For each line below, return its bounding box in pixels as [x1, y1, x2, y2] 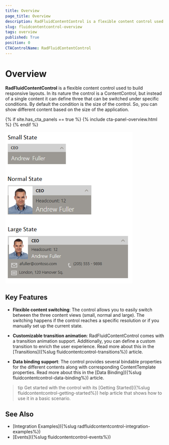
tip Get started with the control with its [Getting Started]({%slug [17, 384, 150, 390]
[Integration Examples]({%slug [12, 423, 77, 429]
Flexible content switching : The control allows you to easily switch [12, 307, 153, 313]
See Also [5, 410, 34, 418]
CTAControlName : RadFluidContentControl [5, 46, 92, 51]
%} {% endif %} [5, 122, 39, 128]
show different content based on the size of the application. [5, 106, 130, 113]
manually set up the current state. [12, 322, 83, 329]
